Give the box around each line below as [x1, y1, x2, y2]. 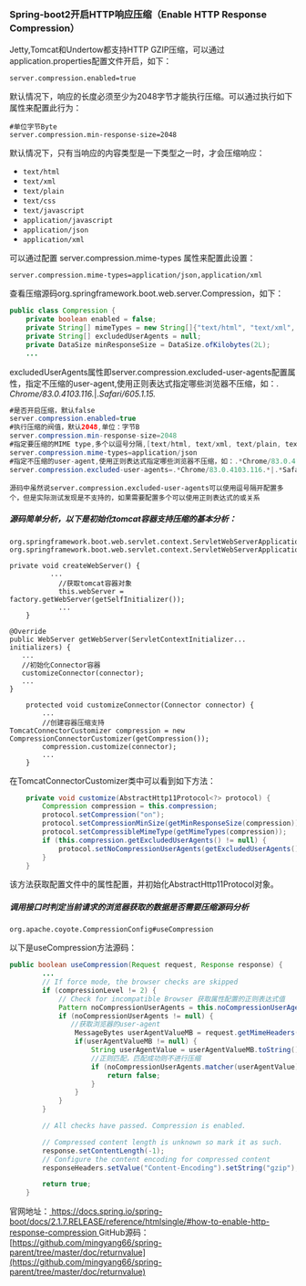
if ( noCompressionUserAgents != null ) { [57, 1011, 214, 1020]
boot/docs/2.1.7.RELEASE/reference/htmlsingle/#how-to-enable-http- [9, 1217, 270, 1228]
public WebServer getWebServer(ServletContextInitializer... [9, 635, 247, 644]
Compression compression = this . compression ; [42, 802, 219, 811]
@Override [9, 627, 47, 636]
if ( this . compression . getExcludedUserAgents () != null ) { [42, 836, 267, 845]
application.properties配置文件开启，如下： [9, 56, 172, 67]
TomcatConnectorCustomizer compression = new [9, 726, 185, 735]
